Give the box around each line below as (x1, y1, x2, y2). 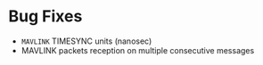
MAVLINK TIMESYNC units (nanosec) (21, 36, 152, 46)
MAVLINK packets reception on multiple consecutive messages (21, 45, 255, 55)
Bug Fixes (8, 6, 83, 27)
